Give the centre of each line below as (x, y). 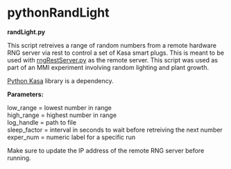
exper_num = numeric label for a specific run (71, 137)
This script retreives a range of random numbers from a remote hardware (112, 45)
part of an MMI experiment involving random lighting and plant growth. (108, 67)
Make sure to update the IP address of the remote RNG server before (106, 150)
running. (19, 158)
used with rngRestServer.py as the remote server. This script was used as (113, 60)
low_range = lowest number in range (60, 107)
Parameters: (25, 94)
